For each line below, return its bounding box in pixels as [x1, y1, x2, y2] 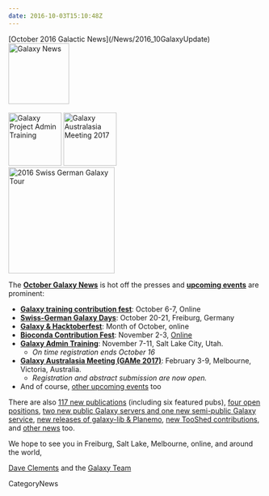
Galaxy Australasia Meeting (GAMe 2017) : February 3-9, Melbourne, [19, 355, 252, 365]
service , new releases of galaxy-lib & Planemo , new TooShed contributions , [8, 414, 260, 424]
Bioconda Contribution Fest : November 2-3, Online [19, 329, 192, 340]
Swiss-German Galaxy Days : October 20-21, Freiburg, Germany [19, 312, 235, 322]
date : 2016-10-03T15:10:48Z [8, 11, 103, 20]
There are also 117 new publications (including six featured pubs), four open [8, 397, 261, 407]
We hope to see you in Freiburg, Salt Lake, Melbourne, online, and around [8, 439, 254, 448]
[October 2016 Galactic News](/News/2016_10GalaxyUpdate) [8, 34, 211, 44]
